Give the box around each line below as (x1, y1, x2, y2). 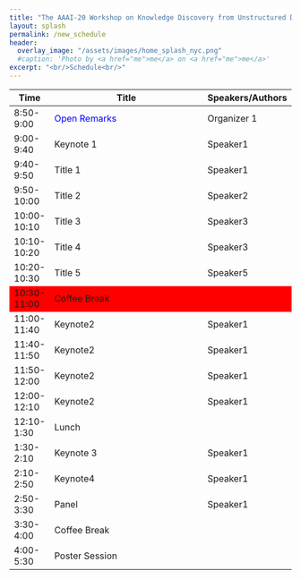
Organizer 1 (207, 112, 258, 124)
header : (9, 38, 39, 47)
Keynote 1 (54, 138, 98, 150)
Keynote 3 (54, 447, 98, 459)
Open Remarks (54, 112, 117, 124)
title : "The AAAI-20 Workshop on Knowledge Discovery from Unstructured (9, 13, 287, 22)
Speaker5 (207, 266, 249, 278)
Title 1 (54, 163, 82, 175)
